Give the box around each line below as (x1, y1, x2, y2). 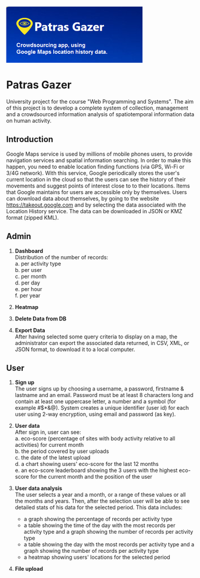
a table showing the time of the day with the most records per (23, 522, 176, 529)
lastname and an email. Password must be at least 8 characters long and (14, 392, 194, 399)
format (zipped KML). (6, 214, 59, 221)
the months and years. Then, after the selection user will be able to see (14, 498, 190, 505)
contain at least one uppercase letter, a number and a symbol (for (14, 398, 176, 405)
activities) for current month (14, 441, 84, 449)
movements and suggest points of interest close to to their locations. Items (6, 182, 190, 189)
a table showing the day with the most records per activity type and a (23, 541, 195, 548)
